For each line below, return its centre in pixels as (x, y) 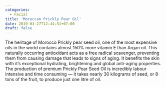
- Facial (19, 14)
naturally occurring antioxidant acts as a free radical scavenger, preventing (82, 53)
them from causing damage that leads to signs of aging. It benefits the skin (82, 58)
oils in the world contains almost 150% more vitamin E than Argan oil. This (81, 48)
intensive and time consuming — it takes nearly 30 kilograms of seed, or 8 (82, 74)
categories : (17, 10)
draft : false (19, 28)
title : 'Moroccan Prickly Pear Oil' (43, 19)
